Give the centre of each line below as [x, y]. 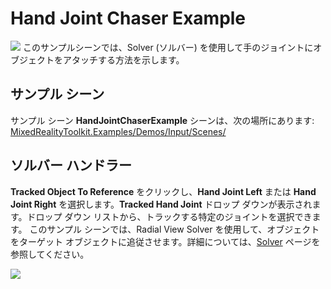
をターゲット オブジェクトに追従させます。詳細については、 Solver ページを [165, 241]
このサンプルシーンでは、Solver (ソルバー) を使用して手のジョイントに [168, 47]
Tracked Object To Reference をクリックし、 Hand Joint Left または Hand [163, 191]
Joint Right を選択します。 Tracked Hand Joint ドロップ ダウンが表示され [161, 204]
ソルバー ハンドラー [71, 165]
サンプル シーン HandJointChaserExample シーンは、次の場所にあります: [162, 120]
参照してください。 [50, 254]
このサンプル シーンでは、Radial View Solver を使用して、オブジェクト [174, 229]
